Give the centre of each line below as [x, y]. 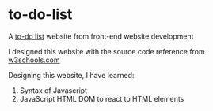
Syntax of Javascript [53, 90]
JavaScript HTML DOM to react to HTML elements [102, 98]
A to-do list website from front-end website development [101, 36]
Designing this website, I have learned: [71, 75]
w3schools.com [34, 60]
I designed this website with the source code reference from [107, 51]
